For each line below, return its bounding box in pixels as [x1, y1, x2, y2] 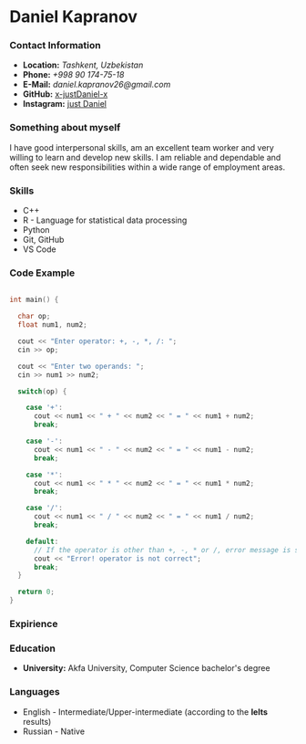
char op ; [17, 312, 51, 321]
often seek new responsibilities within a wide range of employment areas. [9, 162, 285, 173]
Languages [9, 686, 61, 698]
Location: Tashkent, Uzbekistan [22, 59, 144, 70]
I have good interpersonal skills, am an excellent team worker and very [9, 141, 275, 152]
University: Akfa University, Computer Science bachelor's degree [22, 663, 270, 674]
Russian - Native [22, 726, 85, 737]
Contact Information [9, 39, 102, 52]
